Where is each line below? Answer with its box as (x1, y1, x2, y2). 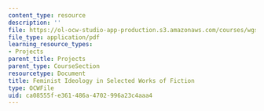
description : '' (8, 19, 61, 27)
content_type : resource (8, 11, 86, 20)
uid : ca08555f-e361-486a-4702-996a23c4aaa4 (8, 91, 153, 99)
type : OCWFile (8, 84, 55, 92)
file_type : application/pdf (8, 33, 101, 41)
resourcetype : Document (8, 70, 86, 77)
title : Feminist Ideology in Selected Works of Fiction (8, 77, 195, 84)
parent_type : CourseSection (8, 63, 101, 70)
